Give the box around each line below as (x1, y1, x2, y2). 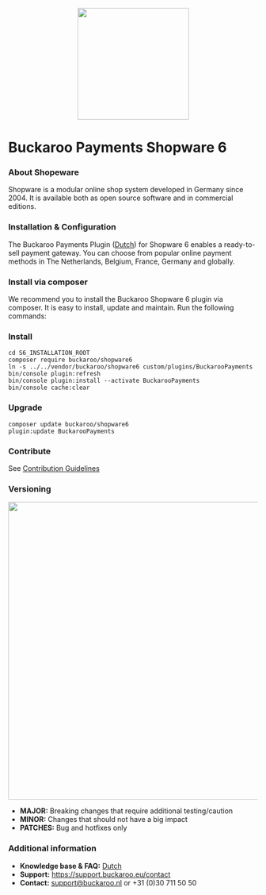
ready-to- (224, 239, 256, 249)
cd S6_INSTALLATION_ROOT (8, 349, 90, 357)
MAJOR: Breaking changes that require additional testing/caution (19, 806, 234, 816)
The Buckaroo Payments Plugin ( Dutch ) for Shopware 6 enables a (8, 239, 223, 249)
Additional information (8, 843, 97, 854)
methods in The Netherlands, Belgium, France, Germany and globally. (8, 257, 235, 266)
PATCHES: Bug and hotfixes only (19, 823, 127, 833)
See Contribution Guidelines (8, 463, 101, 473)
